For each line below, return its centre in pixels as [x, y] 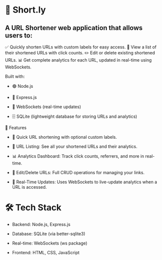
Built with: [15, 76]
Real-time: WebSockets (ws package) [50, 243]
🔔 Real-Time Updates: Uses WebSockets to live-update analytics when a [85, 182]
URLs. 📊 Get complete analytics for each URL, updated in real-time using [78, 60]
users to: [19, 35]
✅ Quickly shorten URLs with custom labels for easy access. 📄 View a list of [81, 47]
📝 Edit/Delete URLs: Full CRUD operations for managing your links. [78, 172]
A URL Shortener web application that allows [74, 28]
